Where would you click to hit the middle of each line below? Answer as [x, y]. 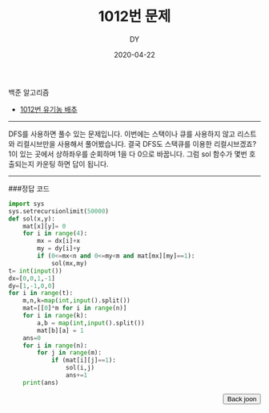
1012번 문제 [134, 16]
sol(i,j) [80, 368]
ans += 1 [76, 375]
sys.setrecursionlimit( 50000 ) [59, 211]
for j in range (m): [70, 353]
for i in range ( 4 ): [55, 233]
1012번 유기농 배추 [48, 109]
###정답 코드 [29, 188]
